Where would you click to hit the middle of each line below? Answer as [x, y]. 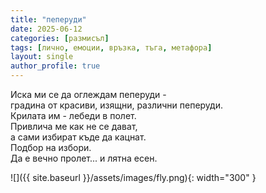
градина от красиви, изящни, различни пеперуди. [116, 105]
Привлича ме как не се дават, [74, 126]
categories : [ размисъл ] [60, 38]
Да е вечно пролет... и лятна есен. [84, 158]
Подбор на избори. [51, 147]
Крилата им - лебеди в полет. [73, 115]
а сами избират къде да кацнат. [78, 137]
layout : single [42, 57]
